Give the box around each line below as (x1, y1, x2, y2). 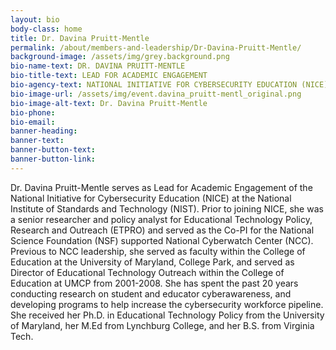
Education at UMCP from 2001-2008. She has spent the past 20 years (10, 277, 299, 289)
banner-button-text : (10, 145, 97, 155)
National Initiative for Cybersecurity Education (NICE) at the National (10, 192, 292, 204)
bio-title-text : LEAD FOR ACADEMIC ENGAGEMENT (10, 71, 208, 81)
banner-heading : (10, 126, 78, 136)
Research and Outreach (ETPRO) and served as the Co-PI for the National (10, 224, 315, 236)
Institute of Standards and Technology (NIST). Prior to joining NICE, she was (10, 202, 324, 215)
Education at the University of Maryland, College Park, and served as (10, 256, 295, 268)
